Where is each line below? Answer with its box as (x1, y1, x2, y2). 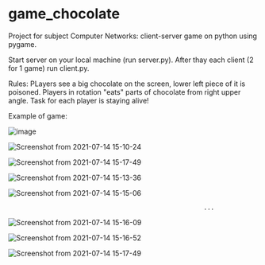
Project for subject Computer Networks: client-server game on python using (8, 31, 258, 41)
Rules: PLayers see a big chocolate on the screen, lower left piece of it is (8, 79, 246, 88)
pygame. (8, 39, 37, 49)
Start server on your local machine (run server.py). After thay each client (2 (8, 55, 254, 64)
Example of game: (8, 111, 67, 120)
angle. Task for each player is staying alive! (8, 95, 149, 105)
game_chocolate (8, 5, 121, 23)
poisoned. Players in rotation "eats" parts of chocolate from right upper (8, 87, 241, 96)
